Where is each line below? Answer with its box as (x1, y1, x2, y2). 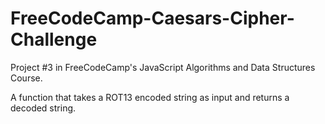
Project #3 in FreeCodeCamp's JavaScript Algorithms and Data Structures (10, 61, 316, 73)
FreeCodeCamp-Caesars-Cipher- (10, 7, 295, 30)
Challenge (10, 28, 98, 51)
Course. (10, 72, 43, 84)
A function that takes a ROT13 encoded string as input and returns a (10, 91, 290, 103)
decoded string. (10, 102, 77, 114)
